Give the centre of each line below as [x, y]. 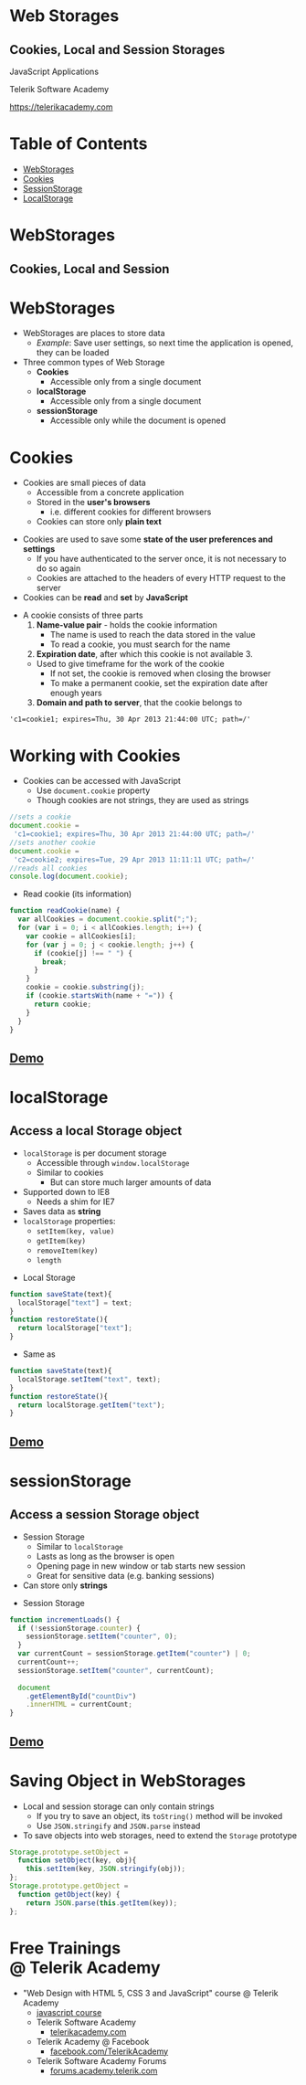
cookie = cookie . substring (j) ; [85, 988]
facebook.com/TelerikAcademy [109, 2051]
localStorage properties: [69, 1221]
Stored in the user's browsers [93, 503]
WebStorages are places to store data [94, 333]
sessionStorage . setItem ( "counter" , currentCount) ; [116, 1670]
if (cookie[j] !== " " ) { [83, 953]
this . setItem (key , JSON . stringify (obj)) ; [106, 1869]
